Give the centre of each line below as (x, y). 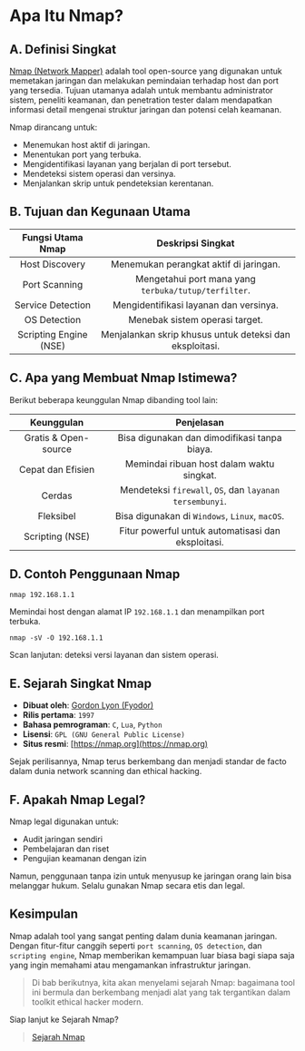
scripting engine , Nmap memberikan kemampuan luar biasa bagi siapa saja (152, 955)
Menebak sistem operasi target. (196, 319)
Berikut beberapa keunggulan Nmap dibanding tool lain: (113, 399)
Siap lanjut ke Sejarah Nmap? (64, 1019)
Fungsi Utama (53, 237)
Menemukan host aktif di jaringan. (86, 145)
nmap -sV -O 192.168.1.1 (56, 638)
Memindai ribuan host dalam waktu (200, 464)
